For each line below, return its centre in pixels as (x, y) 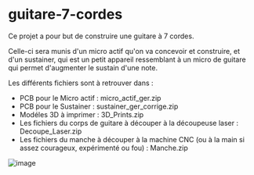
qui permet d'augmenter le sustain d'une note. (83, 67)
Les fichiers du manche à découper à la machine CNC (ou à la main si (132, 139)
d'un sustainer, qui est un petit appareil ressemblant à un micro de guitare (127, 59)
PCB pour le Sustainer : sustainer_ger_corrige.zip (99, 106)
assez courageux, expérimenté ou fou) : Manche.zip (103, 148)
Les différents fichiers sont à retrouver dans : (81, 83)
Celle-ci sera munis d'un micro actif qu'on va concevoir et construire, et (124, 51)
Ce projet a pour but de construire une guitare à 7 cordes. (101, 36)
